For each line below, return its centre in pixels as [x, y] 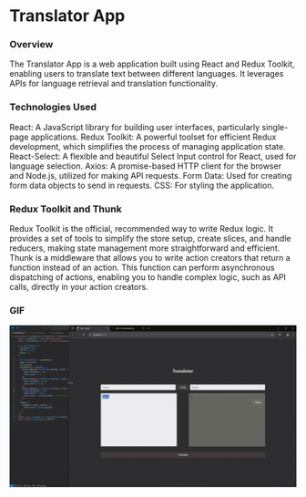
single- [275, 127]
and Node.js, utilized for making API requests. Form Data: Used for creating [151, 175]
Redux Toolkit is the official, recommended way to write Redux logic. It [141, 229]
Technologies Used [53, 108]
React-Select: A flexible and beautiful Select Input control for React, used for [153, 156]
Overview [31, 45]
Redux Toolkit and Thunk [66, 209]
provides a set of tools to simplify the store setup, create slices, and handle [150, 239]
